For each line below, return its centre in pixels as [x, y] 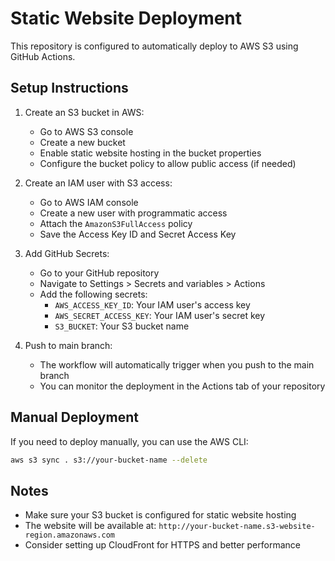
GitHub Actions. [43, 56]
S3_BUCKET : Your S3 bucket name [122, 326]
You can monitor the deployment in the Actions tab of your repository [182, 386]
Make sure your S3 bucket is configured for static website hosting [160, 515]
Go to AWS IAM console [89, 202]
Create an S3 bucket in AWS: [84, 112]
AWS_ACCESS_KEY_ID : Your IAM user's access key [152, 304]
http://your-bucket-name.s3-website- [237, 527]
